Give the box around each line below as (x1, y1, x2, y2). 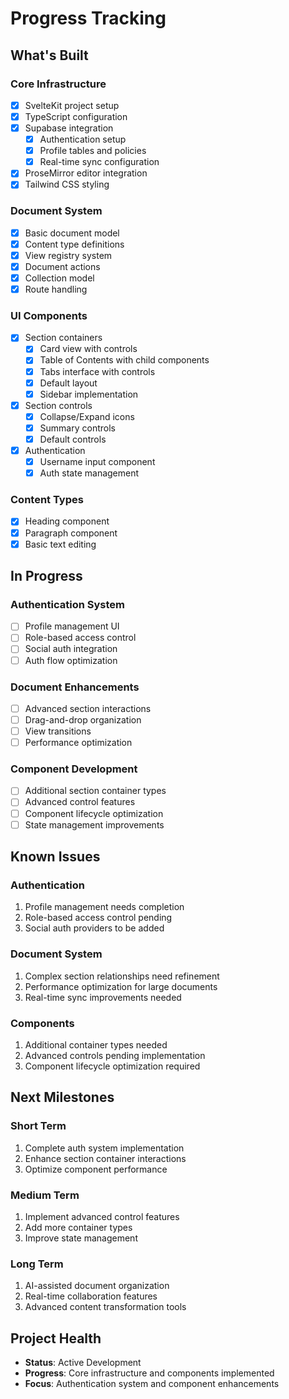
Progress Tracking (10, 7, 167, 30)
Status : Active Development (24, 1357, 142, 1369)
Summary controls (39, 422, 116, 434)
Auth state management (39, 467, 140, 479)
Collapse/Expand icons (39, 410, 135, 422)
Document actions (24, 260, 101, 272)
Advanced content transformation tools (24, 1301, 187, 1313)
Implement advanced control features (24, 1210, 180, 1222)
